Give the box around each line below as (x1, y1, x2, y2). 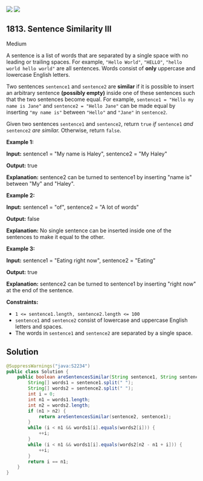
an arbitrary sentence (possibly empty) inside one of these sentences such (6, 89, 195, 96)
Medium (6, 40, 27, 47)
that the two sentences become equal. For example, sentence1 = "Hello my (6, 96, 194, 103)
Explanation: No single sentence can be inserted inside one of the (6, 227, 172, 234)
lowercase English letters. (6, 71, 71, 78)
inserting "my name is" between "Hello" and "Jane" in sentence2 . (6, 108, 168, 116)
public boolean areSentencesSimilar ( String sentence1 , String (17, 374, 177, 381)
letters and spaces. (14, 322, 63, 330)
